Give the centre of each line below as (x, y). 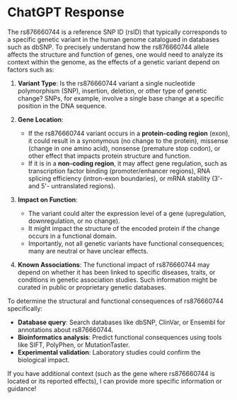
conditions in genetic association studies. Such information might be (117, 280)
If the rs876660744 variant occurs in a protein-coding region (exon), (129, 133)
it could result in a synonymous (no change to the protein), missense (128, 141)
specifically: (25, 308)
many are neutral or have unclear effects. (88, 251)
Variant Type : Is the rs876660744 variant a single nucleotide (106, 83)
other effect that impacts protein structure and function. (109, 156)
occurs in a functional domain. (72, 236)
